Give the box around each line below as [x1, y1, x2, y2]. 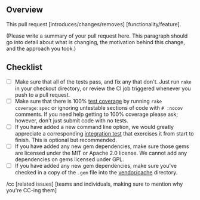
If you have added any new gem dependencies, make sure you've [14, 162, 177, 169]
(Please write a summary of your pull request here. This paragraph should [6, 32, 188, 39]
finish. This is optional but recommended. [14, 136, 118, 143]
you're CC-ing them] [6, 186, 57, 193]
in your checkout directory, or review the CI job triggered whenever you [14, 85, 191, 92]
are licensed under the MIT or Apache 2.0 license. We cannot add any [14, 149, 187, 156]
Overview [6, 5, 44, 15]
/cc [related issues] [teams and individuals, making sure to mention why [6, 180, 183, 187]
